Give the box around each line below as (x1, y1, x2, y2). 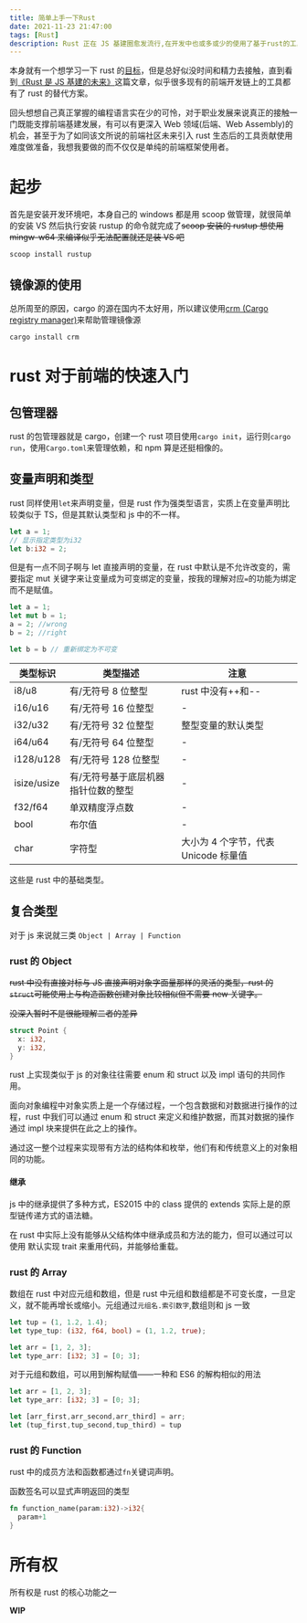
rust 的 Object (9, 954, 72, 967)
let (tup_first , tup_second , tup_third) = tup (9, 1421, 182, 1430)
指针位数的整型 (69, 784, 134, 796)
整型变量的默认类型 (181, 719, 264, 732)
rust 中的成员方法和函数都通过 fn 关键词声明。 (9, 1467, 179, 1478)
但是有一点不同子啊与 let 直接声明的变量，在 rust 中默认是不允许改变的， (9, 562, 283, 573)
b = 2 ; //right (9, 628, 68, 638)
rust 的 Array (9, 1266, 68, 1279)
